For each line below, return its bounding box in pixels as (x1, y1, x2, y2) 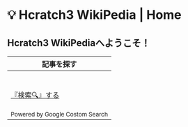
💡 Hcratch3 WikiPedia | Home (7, 7, 182, 23)
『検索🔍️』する (10, 91, 60, 100)
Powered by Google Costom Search (10, 110, 109, 118)
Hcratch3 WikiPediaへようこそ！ (7, 37, 151, 49)
